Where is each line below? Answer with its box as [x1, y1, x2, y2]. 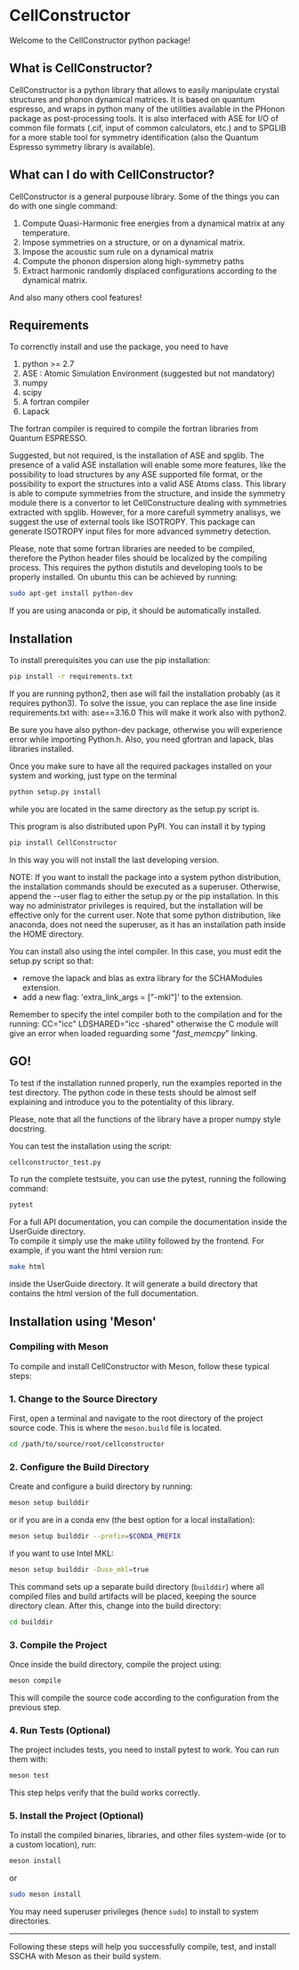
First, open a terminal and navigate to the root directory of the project [9, 1413, 264, 1424]
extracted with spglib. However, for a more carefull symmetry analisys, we [9, 507, 281, 518]
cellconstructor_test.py [9, 1158, 101, 1167]
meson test [9, 1771, 50, 1781]
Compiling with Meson [9, 1341, 109, 1353]
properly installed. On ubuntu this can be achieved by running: [9, 572, 238, 583]
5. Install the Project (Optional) [9, 1809, 144, 1822]
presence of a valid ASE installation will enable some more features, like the [9, 460, 287, 470]
